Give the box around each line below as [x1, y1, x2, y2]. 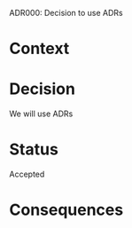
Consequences [9, 200, 124, 220]
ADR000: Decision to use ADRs [9, 8, 123, 18]
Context [9, 39, 70, 59]
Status [9, 139, 59, 160]
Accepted [9, 169, 45, 180]
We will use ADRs [9, 108, 74, 119]
